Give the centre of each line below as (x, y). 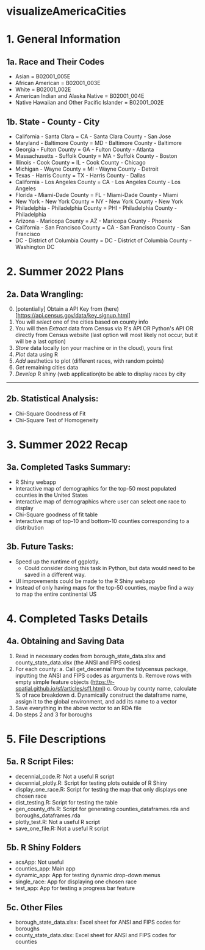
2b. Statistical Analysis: (52, 399)
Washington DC (35, 247)
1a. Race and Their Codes (56, 61)
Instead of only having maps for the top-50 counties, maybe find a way (104, 587)
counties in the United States (52, 495)
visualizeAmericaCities (66, 11)
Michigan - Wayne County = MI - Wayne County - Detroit (87, 169)
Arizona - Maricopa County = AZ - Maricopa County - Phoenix (94, 221)
